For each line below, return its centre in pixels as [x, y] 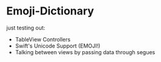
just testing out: [26, 28]
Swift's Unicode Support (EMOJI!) [58, 46]
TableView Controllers [43, 39]
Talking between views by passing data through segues [85, 52]
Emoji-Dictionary [50, 11]
